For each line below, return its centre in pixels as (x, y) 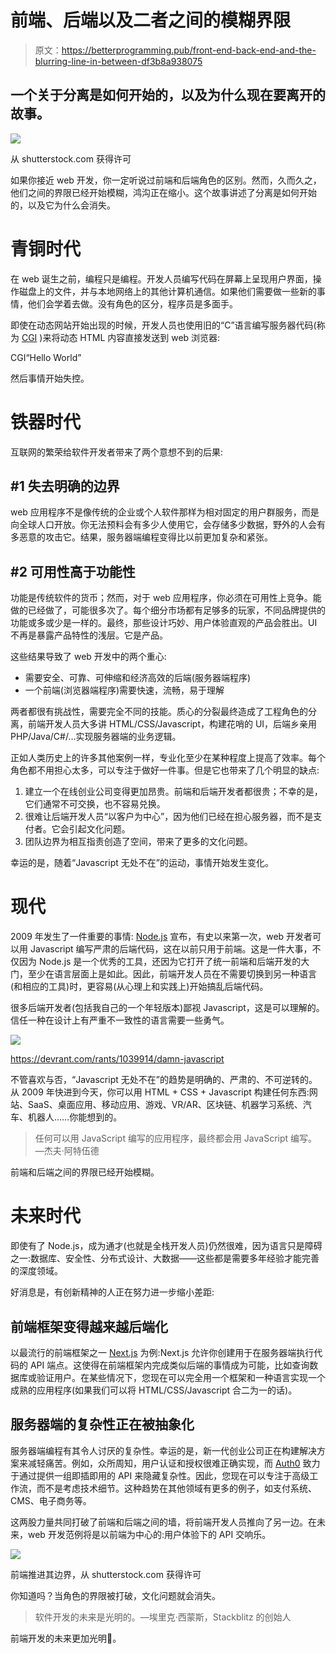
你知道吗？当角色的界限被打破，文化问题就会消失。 (115, 1595)
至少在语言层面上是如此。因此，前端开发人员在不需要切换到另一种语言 (172, 974)
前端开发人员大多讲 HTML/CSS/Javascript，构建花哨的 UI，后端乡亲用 (172, 724)
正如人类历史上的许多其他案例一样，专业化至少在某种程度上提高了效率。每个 (168, 758)
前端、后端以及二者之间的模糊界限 (151, 20)
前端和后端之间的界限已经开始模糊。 (85, 1172)
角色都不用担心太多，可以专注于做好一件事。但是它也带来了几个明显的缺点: (165, 770)
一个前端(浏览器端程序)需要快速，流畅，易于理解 (124, 690)
